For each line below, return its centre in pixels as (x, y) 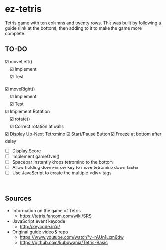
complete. (15, 33)
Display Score (27, 151)
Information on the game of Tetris (46, 210)
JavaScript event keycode (39, 221)
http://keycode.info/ (40, 226)
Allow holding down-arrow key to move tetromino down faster (75, 167)
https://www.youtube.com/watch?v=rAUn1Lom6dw (72, 237)
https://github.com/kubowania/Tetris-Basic (64, 242)
